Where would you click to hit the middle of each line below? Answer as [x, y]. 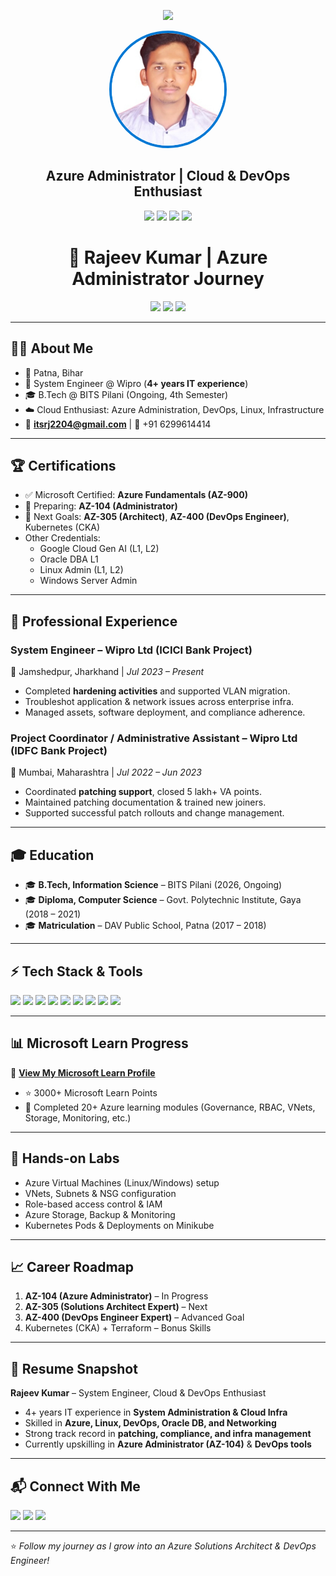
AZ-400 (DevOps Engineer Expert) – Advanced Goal [134, 1317]
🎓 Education [52, 855]
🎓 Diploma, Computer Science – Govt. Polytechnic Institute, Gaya [163, 900]
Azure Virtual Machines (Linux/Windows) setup [122, 1182]
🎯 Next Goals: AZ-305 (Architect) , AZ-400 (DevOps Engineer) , [157, 517]
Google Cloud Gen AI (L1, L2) [99, 549]
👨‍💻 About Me [52, 348]
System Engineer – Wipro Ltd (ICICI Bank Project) [131, 650]
